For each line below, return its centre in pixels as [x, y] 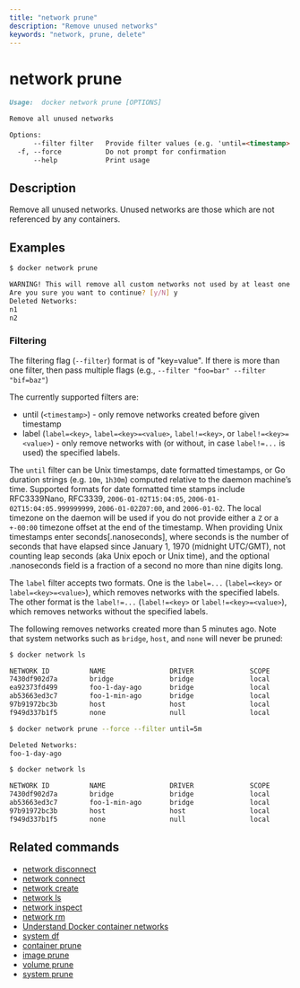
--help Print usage [91, 160]
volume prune [48, 964]
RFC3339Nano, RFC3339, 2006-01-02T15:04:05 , [98, 498]
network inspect [52, 907]
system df [41, 936]
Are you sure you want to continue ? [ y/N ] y [94, 293]
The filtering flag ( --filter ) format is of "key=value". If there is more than [145, 360]
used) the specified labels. [71, 452]
